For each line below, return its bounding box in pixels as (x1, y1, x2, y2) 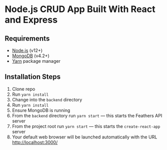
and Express (5, 14, 58, 26)
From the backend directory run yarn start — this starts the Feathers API (12, 112, 162, 118)
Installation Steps (5, 73, 61, 81)
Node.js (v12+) (12, 48, 43, 53)
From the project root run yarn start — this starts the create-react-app (12, 123, 160, 129)
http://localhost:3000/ (12, 139, 58, 145)
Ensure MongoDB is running (12, 107, 70, 113)
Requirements (5, 34, 50, 43)
